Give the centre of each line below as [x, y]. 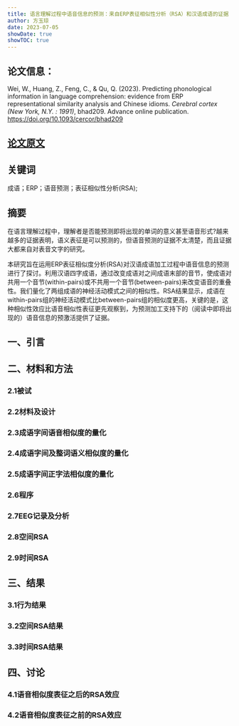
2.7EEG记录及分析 [38, 516]
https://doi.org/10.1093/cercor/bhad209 [65, 119]
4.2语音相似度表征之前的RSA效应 [65, 715]
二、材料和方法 [40, 369]
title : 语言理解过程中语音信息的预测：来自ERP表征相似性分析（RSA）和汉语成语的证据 [118, 14]
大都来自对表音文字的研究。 [48, 249]
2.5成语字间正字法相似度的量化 [60, 475]
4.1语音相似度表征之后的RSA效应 [63, 694]
